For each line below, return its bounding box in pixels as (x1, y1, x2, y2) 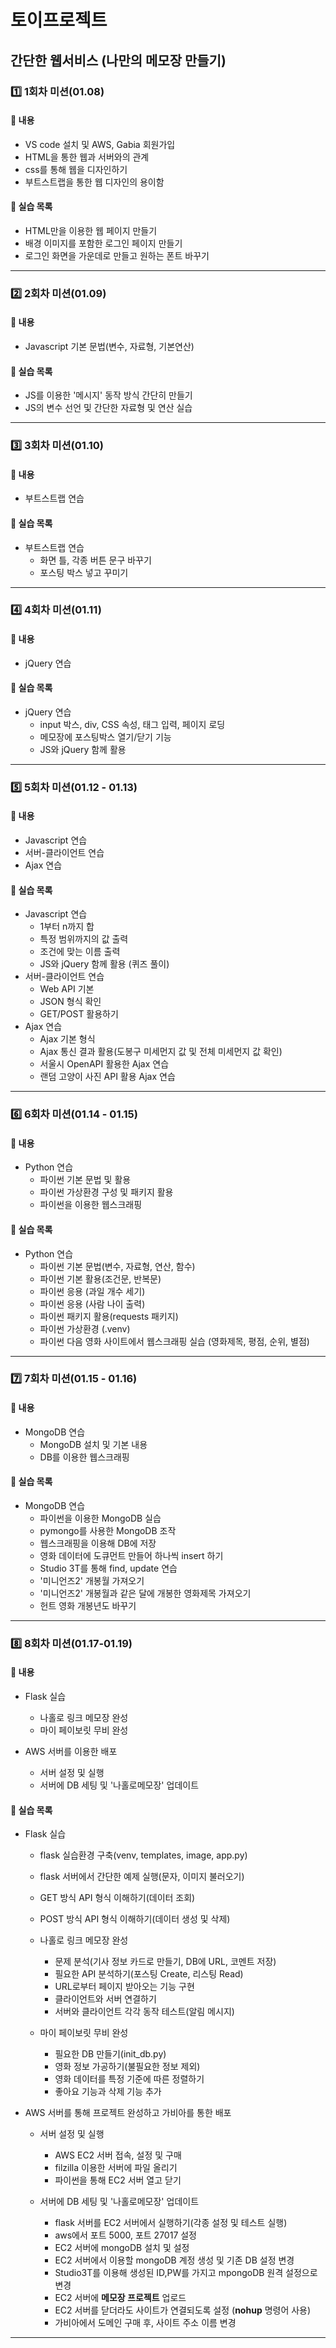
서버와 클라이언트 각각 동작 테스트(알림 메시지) (54, 2006, 235, 2018)
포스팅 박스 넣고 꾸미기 (39, 566, 129, 578)
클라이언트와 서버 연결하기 (54, 1993, 157, 2005)
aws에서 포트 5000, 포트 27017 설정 (54, 2229, 197, 2241)
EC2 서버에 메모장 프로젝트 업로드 (54, 2292, 187, 2304)
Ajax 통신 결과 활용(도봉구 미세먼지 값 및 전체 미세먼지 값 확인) (39, 1046, 283, 1058)
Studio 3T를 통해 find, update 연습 (39, 1562, 178, 1574)
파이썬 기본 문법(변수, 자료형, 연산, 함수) (39, 1260, 196, 1272)
